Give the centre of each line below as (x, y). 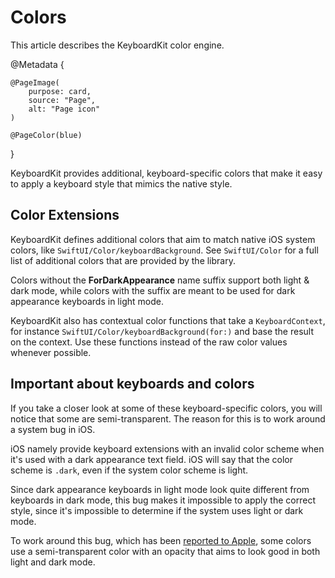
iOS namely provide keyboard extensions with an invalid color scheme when (167, 448)
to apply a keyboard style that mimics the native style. (121, 183)
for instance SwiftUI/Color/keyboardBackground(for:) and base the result (162, 331)
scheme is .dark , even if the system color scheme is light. (129, 470)
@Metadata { (37, 64)
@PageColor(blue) (46, 135)
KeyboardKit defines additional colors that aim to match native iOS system (163, 239)
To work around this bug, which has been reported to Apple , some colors (161, 540)
